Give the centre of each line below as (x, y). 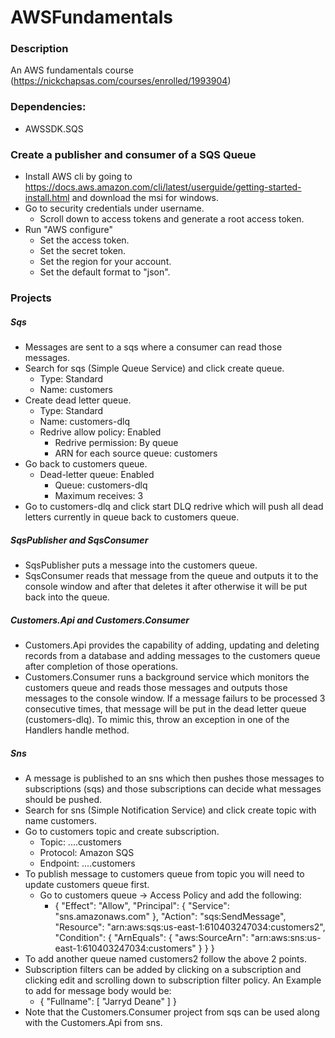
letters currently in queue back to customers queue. (132, 517)
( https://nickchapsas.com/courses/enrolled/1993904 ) (121, 81)
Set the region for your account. (105, 262)
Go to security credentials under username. (114, 208)
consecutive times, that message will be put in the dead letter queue (165, 708)
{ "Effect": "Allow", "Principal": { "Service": (142, 905)
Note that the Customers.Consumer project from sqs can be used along (172, 1012)
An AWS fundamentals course (72, 70)
